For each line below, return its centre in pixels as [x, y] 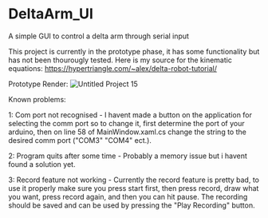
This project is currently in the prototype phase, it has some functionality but [134, 51]
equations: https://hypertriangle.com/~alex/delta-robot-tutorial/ [113, 68]
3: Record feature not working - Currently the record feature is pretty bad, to [134, 180]
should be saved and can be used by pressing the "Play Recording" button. [132, 205]
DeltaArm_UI [51, 14]
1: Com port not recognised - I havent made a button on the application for [130, 115]
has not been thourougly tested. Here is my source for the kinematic [120, 60]
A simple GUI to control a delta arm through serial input [99, 36]
